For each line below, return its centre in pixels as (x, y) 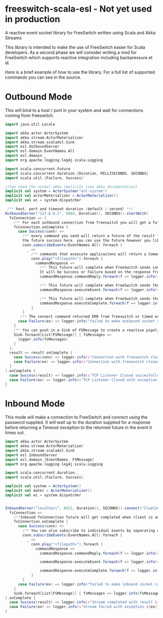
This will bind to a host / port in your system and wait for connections (74, 110)
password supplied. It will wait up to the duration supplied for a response (78, 423)
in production (33, 19)
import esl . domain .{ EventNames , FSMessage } (50, 459)
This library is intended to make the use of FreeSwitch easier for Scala (75, 47)
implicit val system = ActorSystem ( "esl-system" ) (56, 191)
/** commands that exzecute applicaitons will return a (89, 254)
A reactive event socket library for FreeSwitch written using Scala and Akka (80, 33)
